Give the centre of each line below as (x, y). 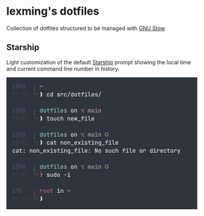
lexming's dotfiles (53, 11)
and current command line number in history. (63, 69)
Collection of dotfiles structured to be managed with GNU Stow (86, 28)
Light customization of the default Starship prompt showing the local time (99, 62)
